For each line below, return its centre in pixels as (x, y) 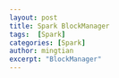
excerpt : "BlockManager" (55, 59)
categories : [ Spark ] (48, 43)
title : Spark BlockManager (59, 26)
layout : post (34, 17)
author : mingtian (42, 51)
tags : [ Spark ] (38, 34)
